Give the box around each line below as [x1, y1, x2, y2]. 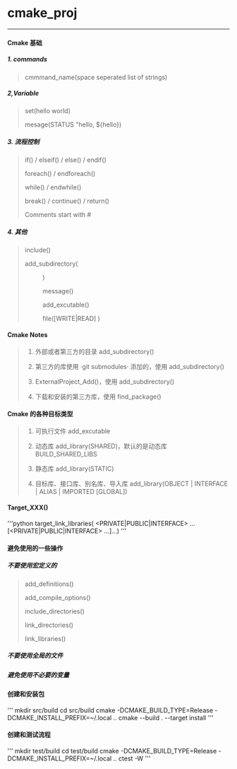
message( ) [42, 287, 74, 295]
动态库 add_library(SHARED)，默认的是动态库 [35, 442, 168, 450]
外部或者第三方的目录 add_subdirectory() [35, 347, 154, 356]
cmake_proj [7, 5, 78, 21]
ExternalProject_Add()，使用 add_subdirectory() [35, 377, 175, 386]
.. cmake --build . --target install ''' [113, 713, 214, 722]
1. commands [7, 55, 48, 64]
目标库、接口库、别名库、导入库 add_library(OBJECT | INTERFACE [35, 479, 228, 488]
